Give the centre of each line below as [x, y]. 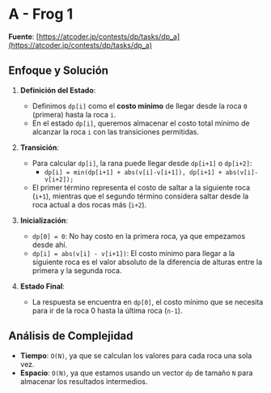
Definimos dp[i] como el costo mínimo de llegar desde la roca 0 [140, 105]
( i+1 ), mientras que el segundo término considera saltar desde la [140, 196]
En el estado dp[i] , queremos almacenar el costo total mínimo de [141, 123]
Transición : [39, 147]
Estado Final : [42, 286]
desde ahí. [49, 245]
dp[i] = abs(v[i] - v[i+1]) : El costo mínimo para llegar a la [133, 253]
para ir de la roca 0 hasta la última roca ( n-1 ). [107, 310]
